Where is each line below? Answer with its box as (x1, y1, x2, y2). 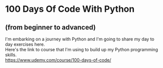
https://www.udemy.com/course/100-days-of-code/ (5, 57, 112, 63)
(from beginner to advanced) (5, 23, 96, 32)
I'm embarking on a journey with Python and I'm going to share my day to (5, 36, 155, 42)
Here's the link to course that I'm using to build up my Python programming (5, 47, 158, 52)
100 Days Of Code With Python (5, 3, 135, 15)
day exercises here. (5, 41, 45, 47)
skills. (5, 52, 17, 58)
